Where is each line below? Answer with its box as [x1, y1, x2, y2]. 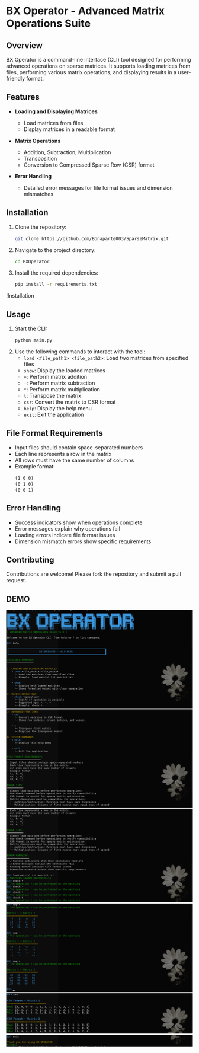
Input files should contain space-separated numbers [14, 443, 143, 451]
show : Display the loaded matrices [23, 366, 105, 374]
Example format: [14, 462, 55, 470]
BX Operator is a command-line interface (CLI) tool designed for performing [6, 56, 191, 63]
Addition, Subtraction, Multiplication [23, 148, 111, 155]
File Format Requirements [6, 428, 104, 438]
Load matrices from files [23, 119, 84, 126]
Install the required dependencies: [14, 269, 99, 276]
